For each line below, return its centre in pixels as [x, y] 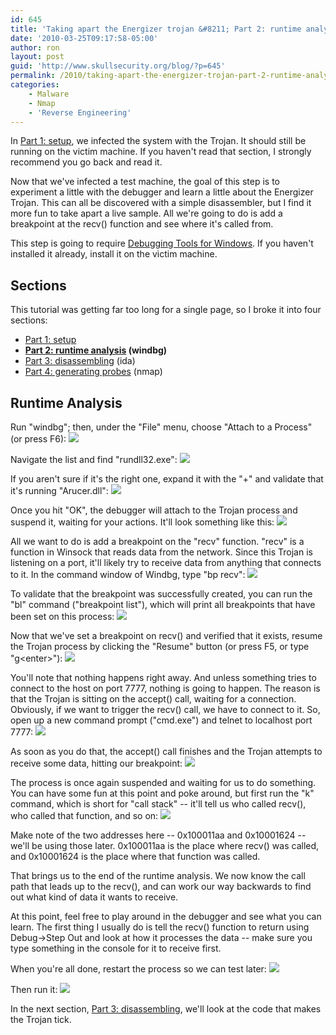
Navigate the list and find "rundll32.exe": [94, 459]
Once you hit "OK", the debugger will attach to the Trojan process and [154, 510]
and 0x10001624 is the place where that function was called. [135, 856]
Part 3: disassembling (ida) [80, 361]
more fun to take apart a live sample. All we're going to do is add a [146, 213]
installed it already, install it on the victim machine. [114, 254]
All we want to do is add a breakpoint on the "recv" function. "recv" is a [157, 541]
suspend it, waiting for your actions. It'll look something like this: [142, 522]
